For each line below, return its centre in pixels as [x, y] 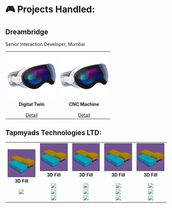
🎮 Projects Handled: [50, 10]
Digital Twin [32, 104]
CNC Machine [84, 104]
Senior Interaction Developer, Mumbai [45, 44]
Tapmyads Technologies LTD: [53, 133]
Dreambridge [27, 32]
